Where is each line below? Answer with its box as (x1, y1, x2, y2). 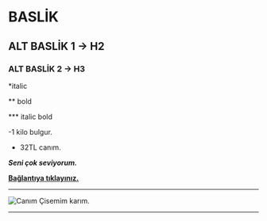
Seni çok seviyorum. (8, 158, 78, 167)
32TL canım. (19, 143, 61, 152)
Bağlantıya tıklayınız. (8, 173, 79, 182)
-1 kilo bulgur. (8, 127, 53, 136)
